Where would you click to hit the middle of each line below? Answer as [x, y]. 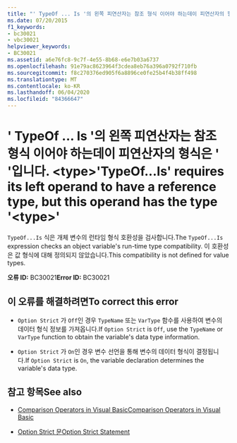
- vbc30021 [23, 40]
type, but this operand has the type [113, 202]
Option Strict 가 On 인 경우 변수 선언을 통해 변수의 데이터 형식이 [106, 351]
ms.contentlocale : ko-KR [44, 86]
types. [17, 262]
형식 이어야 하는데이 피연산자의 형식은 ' [114, 154]
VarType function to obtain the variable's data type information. [109, 336]
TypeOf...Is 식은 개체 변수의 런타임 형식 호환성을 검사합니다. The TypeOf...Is [115, 237]
